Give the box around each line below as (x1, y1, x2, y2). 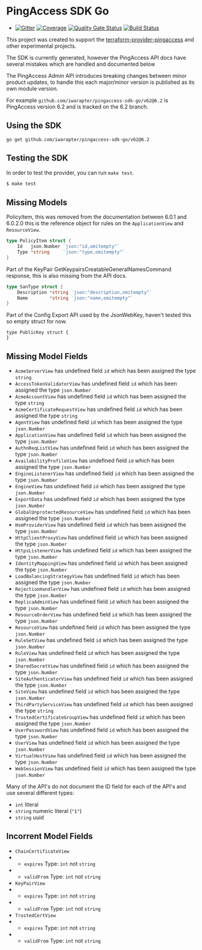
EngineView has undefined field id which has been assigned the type (14, 483, 186, 490)
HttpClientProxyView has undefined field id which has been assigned (14, 534, 188, 541)
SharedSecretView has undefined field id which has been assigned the (14, 662, 189, 669)
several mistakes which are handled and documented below (6, 60, 156, 68)
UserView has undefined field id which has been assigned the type (14, 739, 180, 747)
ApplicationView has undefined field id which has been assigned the (14, 432, 186, 439)
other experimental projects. (6, 42, 77, 49)
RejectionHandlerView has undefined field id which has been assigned (14, 585, 191, 593)
